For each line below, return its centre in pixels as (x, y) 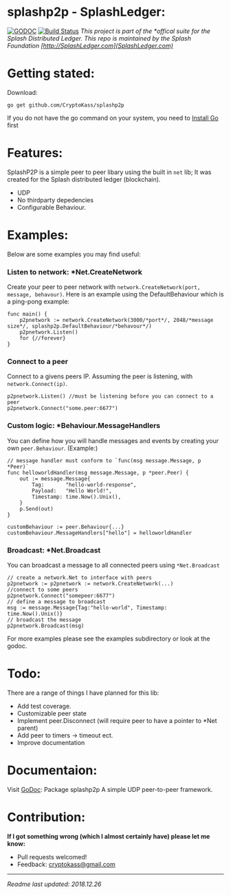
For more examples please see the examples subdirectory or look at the (109, 638)
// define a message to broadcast (57, 602)
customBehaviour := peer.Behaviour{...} (66, 527)
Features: (35, 153)
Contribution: (46, 817)
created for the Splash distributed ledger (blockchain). (84, 179)
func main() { (27, 314)
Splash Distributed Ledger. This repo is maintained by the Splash (99, 38)
